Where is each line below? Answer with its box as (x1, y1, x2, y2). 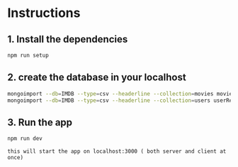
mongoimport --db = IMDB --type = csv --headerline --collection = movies (7, 90, 214, 97)
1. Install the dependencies (7, 33, 128, 45)
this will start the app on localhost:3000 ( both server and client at (7, 148, 227, 155)
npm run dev (7, 135, 42, 142)
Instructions (7, 5, 81, 21)
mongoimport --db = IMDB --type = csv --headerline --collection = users (7, 97, 211, 104)
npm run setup (7, 52, 50, 59)
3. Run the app (7, 116, 73, 128)
